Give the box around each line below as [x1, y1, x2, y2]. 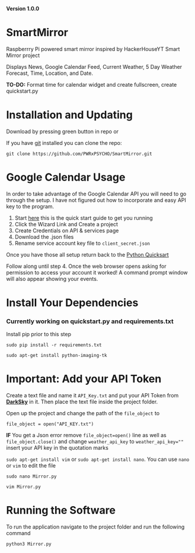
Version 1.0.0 [6, 5, 40, 12]
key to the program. [6, 203, 55, 210]
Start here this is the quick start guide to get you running [14, 214, 153, 222]
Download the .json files [14, 233, 74, 240]
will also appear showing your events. [6, 275, 98, 282]
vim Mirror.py [6, 484, 41, 490]
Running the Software [6, 504, 116, 517]
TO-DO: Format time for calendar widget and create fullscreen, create [6, 81, 177, 88]
